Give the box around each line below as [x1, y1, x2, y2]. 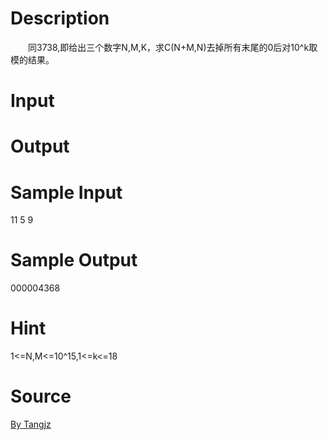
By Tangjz [10, 418, 52, 431]
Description [10, 7, 110, 30]
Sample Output [10, 249, 138, 272]
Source [10, 385, 72, 408]
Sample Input [10, 181, 123, 204]
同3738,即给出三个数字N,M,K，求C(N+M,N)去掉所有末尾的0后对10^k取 [27, 41, 318, 53]
